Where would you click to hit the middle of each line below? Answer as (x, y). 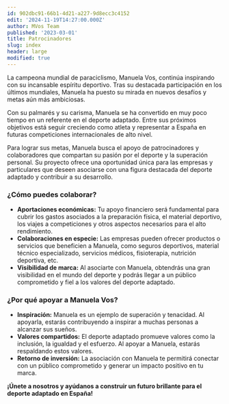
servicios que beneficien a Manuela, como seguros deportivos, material (118, 246)
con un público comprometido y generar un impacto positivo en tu (110, 366)
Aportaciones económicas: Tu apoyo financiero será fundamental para (118, 210)
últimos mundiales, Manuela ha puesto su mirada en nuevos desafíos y (107, 92)
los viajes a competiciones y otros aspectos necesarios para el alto (111, 224)
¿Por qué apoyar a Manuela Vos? (63, 300)
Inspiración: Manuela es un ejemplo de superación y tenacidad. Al (111, 315)
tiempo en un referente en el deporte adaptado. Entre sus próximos (102, 120)
